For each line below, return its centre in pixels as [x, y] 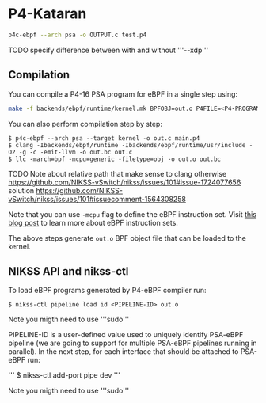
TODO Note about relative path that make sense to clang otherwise [118, 173]
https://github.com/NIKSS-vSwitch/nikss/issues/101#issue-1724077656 [125, 182]
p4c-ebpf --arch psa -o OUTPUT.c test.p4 [78, 35]
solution [21, 190]
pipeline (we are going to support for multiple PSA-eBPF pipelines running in [133, 343]
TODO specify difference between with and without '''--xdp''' [108, 50]
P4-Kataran [47, 14]
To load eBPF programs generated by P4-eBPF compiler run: [108, 291]
